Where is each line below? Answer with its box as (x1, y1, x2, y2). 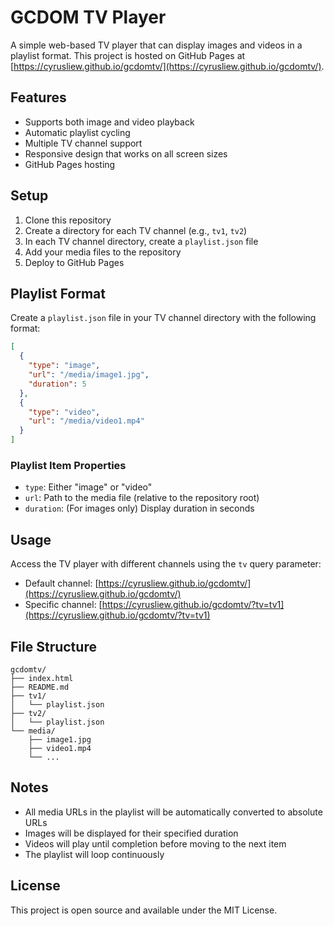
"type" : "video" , (28, 407, 101, 417)
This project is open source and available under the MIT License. (10, 904, 278, 916)
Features (10, 89, 67, 106)
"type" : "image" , (28, 361, 101, 371)
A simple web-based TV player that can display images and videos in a (10, 39, 303, 51)
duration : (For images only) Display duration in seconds (24, 502, 255, 515)
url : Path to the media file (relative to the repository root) (24, 492, 260, 504)
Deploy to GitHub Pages (24, 256, 125, 268)
